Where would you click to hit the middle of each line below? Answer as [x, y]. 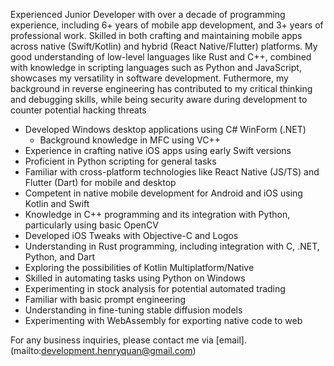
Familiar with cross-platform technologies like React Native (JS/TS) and [172, 172]
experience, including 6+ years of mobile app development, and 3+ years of [167, 25]
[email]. [231, 340]
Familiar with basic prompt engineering [105, 299]
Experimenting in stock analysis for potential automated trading [155, 288]
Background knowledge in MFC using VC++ [130, 140]
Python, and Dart [59, 257]
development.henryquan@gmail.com [117, 350]
